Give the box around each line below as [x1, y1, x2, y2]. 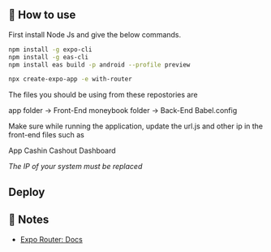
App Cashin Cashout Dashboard [8, 146, 116, 155]
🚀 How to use [8, 8, 76, 22]
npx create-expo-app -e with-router [8, 75, 132, 84]
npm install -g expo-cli [8, 46, 92, 54]
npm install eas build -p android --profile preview [8, 60, 191, 69]
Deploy [8, 185, 45, 199]
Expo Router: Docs [19, 234, 83, 244]
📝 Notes [8, 213, 49, 227]
